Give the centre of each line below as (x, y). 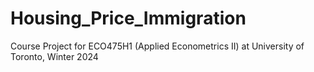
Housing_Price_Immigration (128, 18)
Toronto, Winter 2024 (54, 56)
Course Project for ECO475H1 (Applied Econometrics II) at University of (157, 46)
